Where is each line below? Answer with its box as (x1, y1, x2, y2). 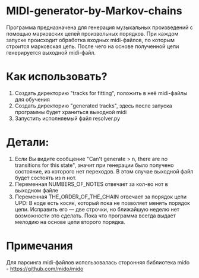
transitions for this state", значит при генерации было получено (14, 162, 174, 169)
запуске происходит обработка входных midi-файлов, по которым (6, 36, 175, 43)
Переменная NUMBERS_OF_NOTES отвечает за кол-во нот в (14, 180, 168, 188)
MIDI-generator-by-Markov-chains (6, 4, 182, 18)
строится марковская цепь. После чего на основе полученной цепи (6, 43, 179, 50)
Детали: (6, 135, 49, 149)
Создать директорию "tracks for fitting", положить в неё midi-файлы (14, 89, 188, 96)
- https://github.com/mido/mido (6, 265, 84, 272)
